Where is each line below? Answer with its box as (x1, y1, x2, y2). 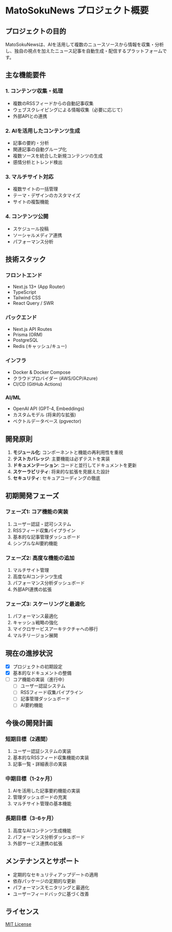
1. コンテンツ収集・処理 (5, 87, 63, 95)
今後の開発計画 (5, 718, 53, 727)
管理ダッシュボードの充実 (12, 794, 67, 800)
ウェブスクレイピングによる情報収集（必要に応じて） (12, 107, 126, 113)
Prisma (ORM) (12, 331, 43, 338)
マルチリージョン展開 (12, 632, 58, 639)
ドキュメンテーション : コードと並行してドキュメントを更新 (12, 462, 137, 468)
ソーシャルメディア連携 (12, 232, 63, 238)
